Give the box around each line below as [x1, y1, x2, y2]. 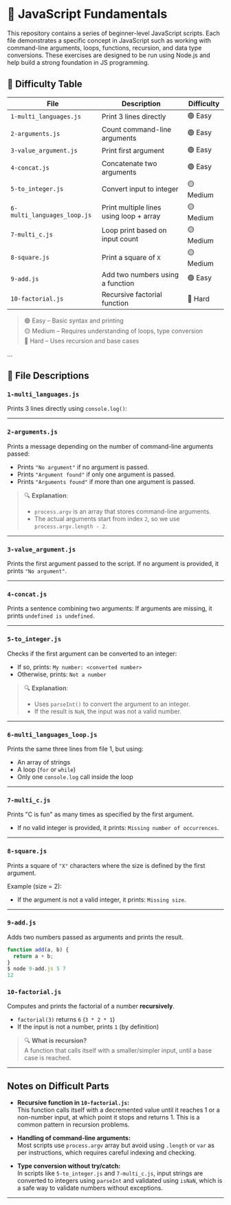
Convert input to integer [102, 184, 179, 194]
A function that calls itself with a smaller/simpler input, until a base [23, 1046, 212, 1055]
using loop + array [102, 212, 161, 221]
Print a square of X [102, 253, 161, 263]
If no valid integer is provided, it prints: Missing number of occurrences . [16, 824, 219, 832]
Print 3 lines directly [102, 112, 166, 121]
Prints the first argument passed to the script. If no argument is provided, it [7, 560, 219, 568]
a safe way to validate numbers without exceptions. [16, 1184, 163, 1192]
